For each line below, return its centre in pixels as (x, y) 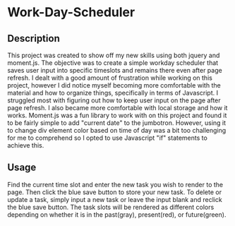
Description (34, 38)
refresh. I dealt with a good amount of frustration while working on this (110, 78)
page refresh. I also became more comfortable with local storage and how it (117, 108)
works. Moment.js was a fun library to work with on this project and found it (117, 115)
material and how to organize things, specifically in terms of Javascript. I (113, 93)
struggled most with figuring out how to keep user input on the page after (114, 100)
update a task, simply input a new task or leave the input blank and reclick (115, 199)
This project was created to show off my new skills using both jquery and (114, 55)
